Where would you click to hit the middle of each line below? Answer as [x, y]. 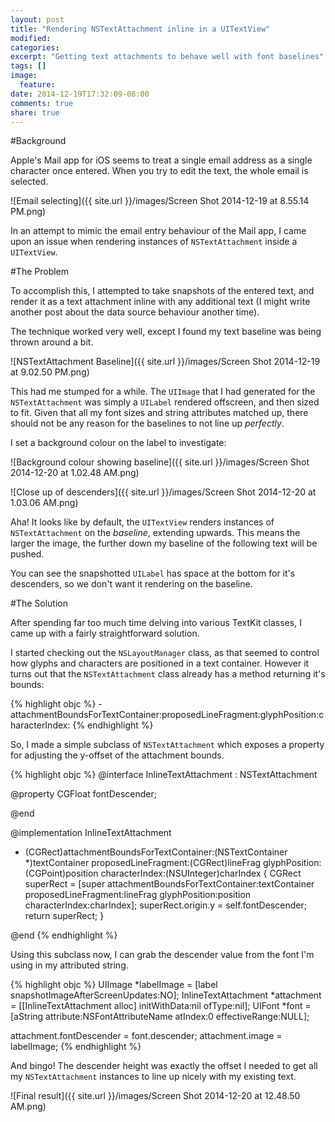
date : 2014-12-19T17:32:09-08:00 [80, 94]
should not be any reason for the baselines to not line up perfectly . [147, 423]
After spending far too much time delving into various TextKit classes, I [156, 623]
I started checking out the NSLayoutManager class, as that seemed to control [165, 653]
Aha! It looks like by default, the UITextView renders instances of [142, 522]
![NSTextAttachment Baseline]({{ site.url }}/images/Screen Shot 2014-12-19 [165, 362]
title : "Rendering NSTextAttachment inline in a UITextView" [140, 29]
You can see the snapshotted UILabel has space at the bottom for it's [153, 573]
